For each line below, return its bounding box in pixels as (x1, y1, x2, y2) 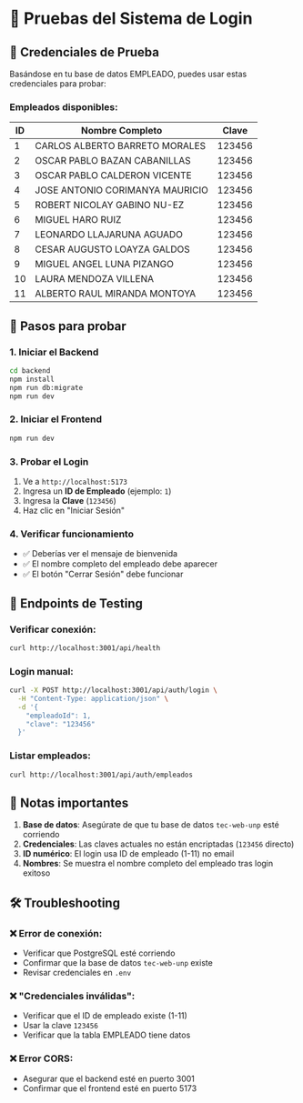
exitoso (22, 867, 51, 878)
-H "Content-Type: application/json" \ (17, 694, 169, 703)
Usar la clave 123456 (22, 1020, 98, 1031)
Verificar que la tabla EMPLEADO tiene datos (22, 1029, 191, 1040)
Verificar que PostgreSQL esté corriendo (22, 948, 176, 958)
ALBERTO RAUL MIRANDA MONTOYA (35, 287, 197, 300)
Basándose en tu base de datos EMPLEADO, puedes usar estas (9, 68, 247, 79)
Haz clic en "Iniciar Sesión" (22, 505, 126, 516)
